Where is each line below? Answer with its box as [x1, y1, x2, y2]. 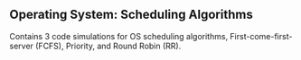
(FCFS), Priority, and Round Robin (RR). [35, 40, 182, 51]
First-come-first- [230, 30, 293, 41]
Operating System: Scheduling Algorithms [9, 7, 253, 22]
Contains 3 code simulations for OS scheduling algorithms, [9, 30, 229, 41]
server [9, 40, 34, 51]
